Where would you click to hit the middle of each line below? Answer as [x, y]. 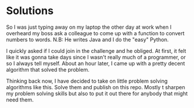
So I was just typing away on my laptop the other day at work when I [89, 27]
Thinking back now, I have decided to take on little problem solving [87, 81]
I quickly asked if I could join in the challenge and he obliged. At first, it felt [96, 50]
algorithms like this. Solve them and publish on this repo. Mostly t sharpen [96, 87]
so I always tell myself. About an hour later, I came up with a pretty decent [96, 63]
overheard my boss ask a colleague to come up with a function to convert [95, 33]
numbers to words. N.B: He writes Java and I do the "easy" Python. [88, 39]
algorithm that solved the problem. [48, 69]
